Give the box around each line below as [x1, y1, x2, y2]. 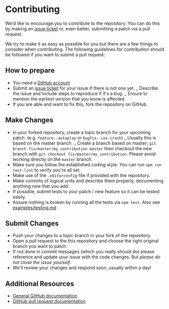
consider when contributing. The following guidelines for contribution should [5, 46, 165, 52]
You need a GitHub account [12, 79, 70, 85]
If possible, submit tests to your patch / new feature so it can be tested [12, 188, 160, 194]
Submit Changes [5, 219, 59, 228]
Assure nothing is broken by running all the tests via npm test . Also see [12, 199, 160, 205]
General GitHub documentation [12, 293, 77, 299]
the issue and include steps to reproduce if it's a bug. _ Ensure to [12, 90, 148, 97]
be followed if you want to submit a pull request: [5, 52, 105, 58]
